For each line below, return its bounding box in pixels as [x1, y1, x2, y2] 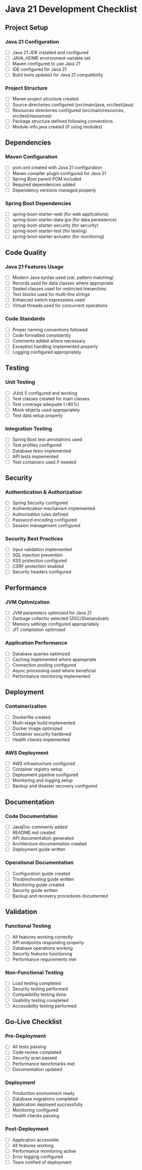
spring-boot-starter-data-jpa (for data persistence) [12, 217, 117, 223]
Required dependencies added [12, 181, 76, 187]
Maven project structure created [12, 96, 79, 102]
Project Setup [5, 23, 49, 32]
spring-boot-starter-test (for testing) [12, 228, 87, 234]
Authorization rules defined [12, 511, 69, 517]
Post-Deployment [5, 1125, 49, 1132]
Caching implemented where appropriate [12, 656, 97, 662]
